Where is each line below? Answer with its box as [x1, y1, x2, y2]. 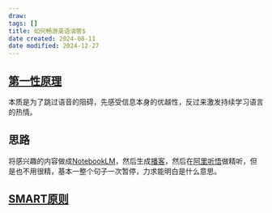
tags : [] [8, 19, 38, 28]
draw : [8, 11, 27, 20]
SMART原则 [8, 192, 69, 207]
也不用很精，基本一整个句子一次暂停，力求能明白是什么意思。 [15, 166, 221, 176]
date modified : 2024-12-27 [8, 42, 100, 50]
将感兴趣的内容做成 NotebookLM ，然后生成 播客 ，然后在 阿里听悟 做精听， [8, 155, 251, 166]
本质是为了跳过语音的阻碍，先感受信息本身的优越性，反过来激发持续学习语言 [8, 96, 264, 106]
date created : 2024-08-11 [8, 34, 96, 43]
